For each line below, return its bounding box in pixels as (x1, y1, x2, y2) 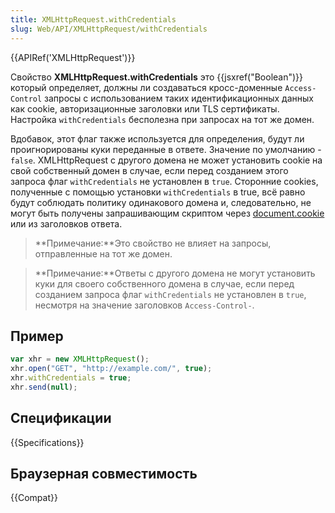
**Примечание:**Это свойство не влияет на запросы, (34, 237, 272, 249)
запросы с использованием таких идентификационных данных (44, 92, 314, 104)
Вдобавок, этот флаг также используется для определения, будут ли (10, 132, 305, 145)
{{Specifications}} (10, 436, 85, 448)
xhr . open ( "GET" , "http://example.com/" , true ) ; (10, 364, 213, 374)
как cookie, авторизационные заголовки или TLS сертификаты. (10, 102, 280, 115)
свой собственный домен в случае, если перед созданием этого (10, 164, 289, 176)
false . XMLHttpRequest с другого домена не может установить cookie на (10, 154, 323, 166)
